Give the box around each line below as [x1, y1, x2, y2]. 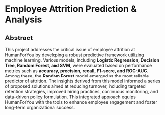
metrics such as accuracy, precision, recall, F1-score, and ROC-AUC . [5, 68, 149, 74]
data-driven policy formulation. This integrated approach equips [5, 94, 136, 100]
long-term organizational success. [5, 105, 75, 110]
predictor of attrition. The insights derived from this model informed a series [5, 78, 161, 84]
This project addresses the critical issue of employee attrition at [5, 47, 135, 52]
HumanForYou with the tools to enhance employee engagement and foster [5, 99, 158, 105]
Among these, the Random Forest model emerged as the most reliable [5, 73, 149, 78]
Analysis [5, 14, 42, 25]
